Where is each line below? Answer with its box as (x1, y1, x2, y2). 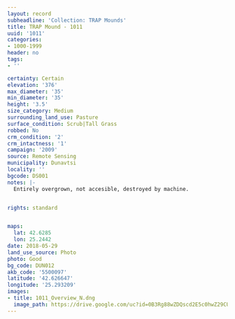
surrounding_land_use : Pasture (7, 114, 99, 121)
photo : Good (7, 255, 42, 262)
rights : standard (7, 204, 58, 211)
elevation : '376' (7, 81, 58, 88)
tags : (7, 56, 23, 63)
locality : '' (7, 166, 45, 173)
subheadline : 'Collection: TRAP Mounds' (7, 17, 127, 24)
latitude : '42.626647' (7, 275, 73, 282)
